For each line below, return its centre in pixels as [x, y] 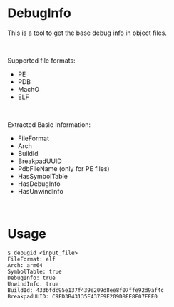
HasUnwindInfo [41, 191]
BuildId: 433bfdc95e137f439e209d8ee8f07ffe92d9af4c [86, 290]
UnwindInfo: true [33, 284]
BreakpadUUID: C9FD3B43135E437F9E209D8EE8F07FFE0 [83, 296]
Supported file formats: [42, 60]
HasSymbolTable [42, 176]
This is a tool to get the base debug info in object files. [87, 33]
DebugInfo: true [31, 278]
